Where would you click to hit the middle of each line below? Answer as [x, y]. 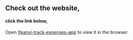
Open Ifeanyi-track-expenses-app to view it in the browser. [67, 32]
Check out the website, [42, 8]
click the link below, [27, 21]
